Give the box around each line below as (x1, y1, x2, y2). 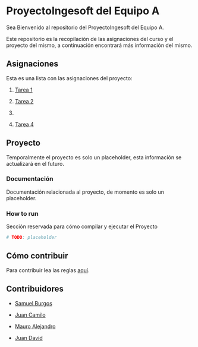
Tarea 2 (14, 97, 34, 105)
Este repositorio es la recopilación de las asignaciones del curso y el (6, 35, 174, 42)
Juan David (14, 334, 43, 341)
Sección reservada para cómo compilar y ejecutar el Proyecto (6, 223, 158, 230)
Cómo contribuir (6, 251, 68, 261)
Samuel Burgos (14, 299, 52, 307)
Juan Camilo (14, 311, 46, 318)
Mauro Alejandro (14, 323, 56, 330)
